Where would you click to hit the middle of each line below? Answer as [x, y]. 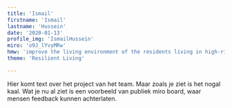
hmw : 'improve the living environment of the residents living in [105, 52]
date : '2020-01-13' [35, 33]
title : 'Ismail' [30, 13]
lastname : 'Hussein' [37, 26]
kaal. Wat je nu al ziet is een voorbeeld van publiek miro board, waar [104, 91]
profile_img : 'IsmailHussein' [51, 39]
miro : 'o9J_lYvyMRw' [37, 45]
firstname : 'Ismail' [37, 20]
